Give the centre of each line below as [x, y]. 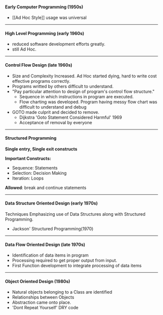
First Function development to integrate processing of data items [77, 266]
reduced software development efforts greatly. [59, 44]
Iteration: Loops [28, 178]
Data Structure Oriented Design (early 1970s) [51, 203]
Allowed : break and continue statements [46, 187]
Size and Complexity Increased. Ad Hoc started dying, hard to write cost [84, 76]
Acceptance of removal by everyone [56, 122]
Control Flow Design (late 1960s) [39, 65]
